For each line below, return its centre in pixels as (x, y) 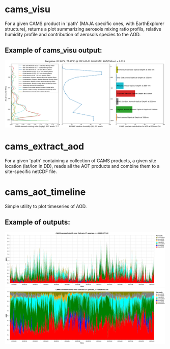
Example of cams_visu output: (53, 50)
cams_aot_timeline (45, 192)
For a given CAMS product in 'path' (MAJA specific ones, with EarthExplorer (85, 23)
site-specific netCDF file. (31, 171)
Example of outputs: (38, 222)
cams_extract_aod (45, 147)
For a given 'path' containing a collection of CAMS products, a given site (81, 160)
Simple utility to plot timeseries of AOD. (46, 206)
